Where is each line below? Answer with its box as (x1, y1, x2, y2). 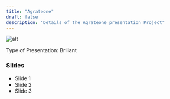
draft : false (6, 14, 38, 20)
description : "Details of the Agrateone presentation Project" (6, 19, 165, 25)
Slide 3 (14, 87, 32, 94)
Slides (6, 62, 25, 70)
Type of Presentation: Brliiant (6, 47, 77, 54)
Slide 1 (14, 74, 31, 82)
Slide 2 (14, 81, 32, 88)
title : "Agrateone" (6, 8, 54, 15)
